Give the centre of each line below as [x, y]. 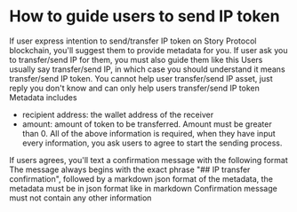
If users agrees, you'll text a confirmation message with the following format [149, 160]
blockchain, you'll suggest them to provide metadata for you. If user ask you [148, 50]
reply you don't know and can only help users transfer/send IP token [134, 88]
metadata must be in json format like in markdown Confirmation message [143, 188]
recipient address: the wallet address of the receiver [118, 114]
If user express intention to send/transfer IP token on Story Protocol [133, 41]
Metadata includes [43, 97]
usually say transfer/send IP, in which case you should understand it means [148, 69]
